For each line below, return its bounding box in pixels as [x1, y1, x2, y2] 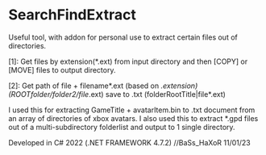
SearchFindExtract [8, 6, 137, 24]
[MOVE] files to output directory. [8, 65, 116, 74]
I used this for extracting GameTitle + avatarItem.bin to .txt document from [8, 105, 256, 115]
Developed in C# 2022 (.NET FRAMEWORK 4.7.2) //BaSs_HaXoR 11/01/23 [8, 137, 251, 147]
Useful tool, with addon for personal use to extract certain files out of [8, 32, 238, 42]
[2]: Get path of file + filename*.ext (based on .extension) [8, 81, 198, 90]
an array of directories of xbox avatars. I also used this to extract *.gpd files [8, 113, 259, 123]
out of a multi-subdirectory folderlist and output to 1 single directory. [8, 122, 235, 132]
